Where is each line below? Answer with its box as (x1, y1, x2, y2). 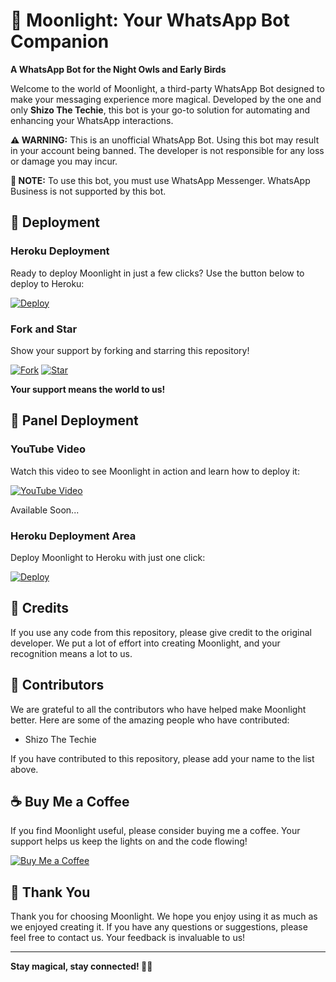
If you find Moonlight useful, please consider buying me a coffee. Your (10, 825, 301, 837)
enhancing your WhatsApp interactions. (10, 114, 174, 126)
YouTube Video (10, 442, 87, 456)
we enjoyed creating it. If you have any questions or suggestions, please (10, 921, 308, 933)
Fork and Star (10, 322, 78, 336)
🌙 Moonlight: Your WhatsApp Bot (10, 9, 290, 32)
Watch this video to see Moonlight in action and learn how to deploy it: (10, 465, 300, 477)
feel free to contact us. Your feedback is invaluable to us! (10, 932, 246, 944)
